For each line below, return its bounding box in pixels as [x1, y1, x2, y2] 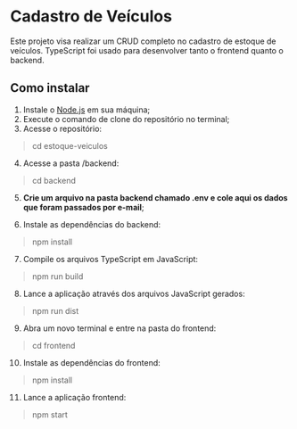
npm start [31, 408, 68, 420]
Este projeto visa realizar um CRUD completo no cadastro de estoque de [10, 36, 276, 46]
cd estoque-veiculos [31, 140, 108, 151]
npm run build [31, 270, 84, 282]
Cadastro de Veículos [10, 6, 173, 27]
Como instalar [10, 80, 90, 95]
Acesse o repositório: [22, 123, 102, 134]
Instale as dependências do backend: [22, 219, 161, 229]
